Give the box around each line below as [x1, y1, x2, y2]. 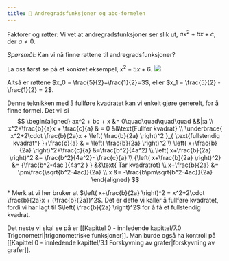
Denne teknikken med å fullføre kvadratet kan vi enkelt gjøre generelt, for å [7, 99, 219, 107]
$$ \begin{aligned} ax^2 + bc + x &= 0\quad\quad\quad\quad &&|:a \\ [16, 117, 214, 125]
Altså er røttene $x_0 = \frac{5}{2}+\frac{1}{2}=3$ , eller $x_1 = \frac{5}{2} [7, 78, 217, 87]
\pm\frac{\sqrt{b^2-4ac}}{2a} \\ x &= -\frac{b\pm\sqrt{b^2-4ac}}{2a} [17, 168, 213, 176]
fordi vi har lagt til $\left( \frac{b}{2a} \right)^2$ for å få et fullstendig [7, 203, 201, 212]
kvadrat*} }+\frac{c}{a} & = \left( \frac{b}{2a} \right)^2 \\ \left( [12, 139, 187, 147]
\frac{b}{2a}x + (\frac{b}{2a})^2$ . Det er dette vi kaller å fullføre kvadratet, [7, 196, 219, 204]
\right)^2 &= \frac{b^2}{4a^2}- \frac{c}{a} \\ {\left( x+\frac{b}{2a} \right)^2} [9, 153, 221, 161]
